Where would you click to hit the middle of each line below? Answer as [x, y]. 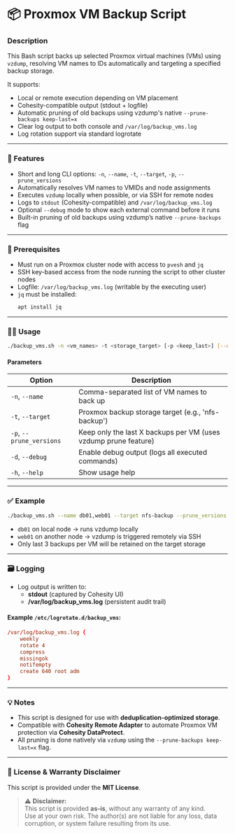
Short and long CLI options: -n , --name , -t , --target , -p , [97, 174]
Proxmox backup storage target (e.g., [140, 412]
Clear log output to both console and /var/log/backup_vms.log [107, 127]
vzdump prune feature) [116, 441]
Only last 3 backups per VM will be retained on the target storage [112, 544]
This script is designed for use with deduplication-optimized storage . [119, 718]
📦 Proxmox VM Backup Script [97, 14]
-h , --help [27, 472]
